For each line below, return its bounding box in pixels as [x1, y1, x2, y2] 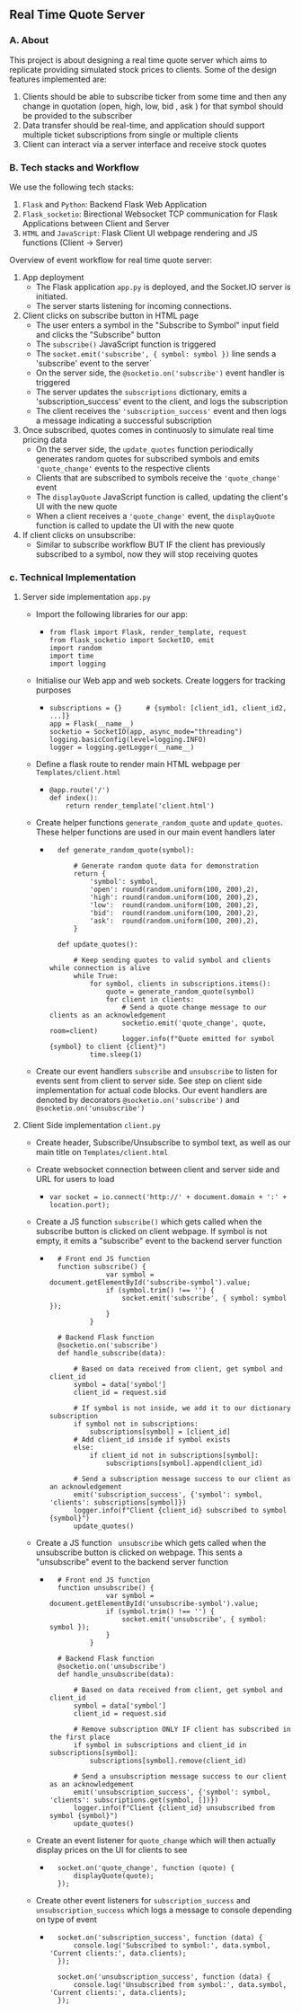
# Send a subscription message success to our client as [73, 1475, 291, 1484]
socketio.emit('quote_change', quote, [121, 1019, 267, 1028]
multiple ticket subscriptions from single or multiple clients [22, 129, 239, 140]
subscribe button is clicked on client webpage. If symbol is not [35, 1226, 268, 1237]
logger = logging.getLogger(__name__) [49, 743, 195, 753]
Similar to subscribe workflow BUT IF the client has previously [35, 539, 266, 550]
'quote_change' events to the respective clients [35, 463, 211, 473]
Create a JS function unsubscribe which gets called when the [35, 1538, 267, 1549]
